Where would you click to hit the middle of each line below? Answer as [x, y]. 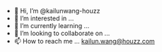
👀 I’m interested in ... [44, 18]
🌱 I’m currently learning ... [52, 26]
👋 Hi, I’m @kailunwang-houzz [57, 11]
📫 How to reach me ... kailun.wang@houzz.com [85, 41]
